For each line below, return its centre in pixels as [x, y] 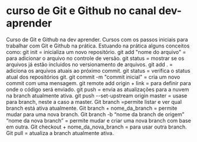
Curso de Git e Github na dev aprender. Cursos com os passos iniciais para [97, 39]
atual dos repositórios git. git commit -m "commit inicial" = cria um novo [93, 77]
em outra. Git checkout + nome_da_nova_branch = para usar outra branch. [96, 127]
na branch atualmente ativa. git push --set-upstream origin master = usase [97, 96]
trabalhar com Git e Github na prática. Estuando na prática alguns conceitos [98, 46]
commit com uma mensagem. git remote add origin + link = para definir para [98, 83]
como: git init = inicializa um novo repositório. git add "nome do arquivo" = [96, 52]
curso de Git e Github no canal [81, 11]
